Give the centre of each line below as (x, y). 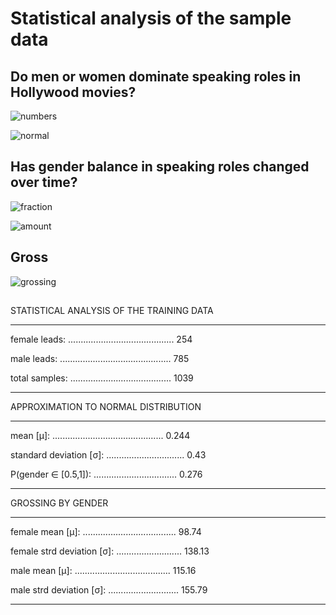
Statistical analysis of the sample (151, 18)
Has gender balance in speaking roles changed (160, 167)
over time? (44, 182)
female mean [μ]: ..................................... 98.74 (106, 532)
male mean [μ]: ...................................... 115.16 (103, 571)
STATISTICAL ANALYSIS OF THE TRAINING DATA (112, 311)
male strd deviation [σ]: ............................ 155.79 (109, 590)
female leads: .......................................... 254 (101, 339)
